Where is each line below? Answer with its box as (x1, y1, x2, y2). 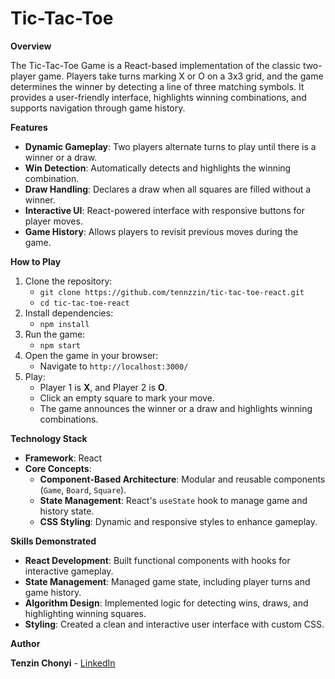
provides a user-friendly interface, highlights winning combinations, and (10, 91, 307, 103)
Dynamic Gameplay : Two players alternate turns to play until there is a (24, 140, 317, 152)
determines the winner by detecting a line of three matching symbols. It (10, 80, 305, 92)
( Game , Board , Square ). (39, 483, 127, 496)
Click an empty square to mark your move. (39, 392, 215, 404)
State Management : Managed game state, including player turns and (24, 575, 311, 587)
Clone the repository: (24, 275, 113, 287)
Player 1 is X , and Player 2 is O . (39, 381, 168, 393)
